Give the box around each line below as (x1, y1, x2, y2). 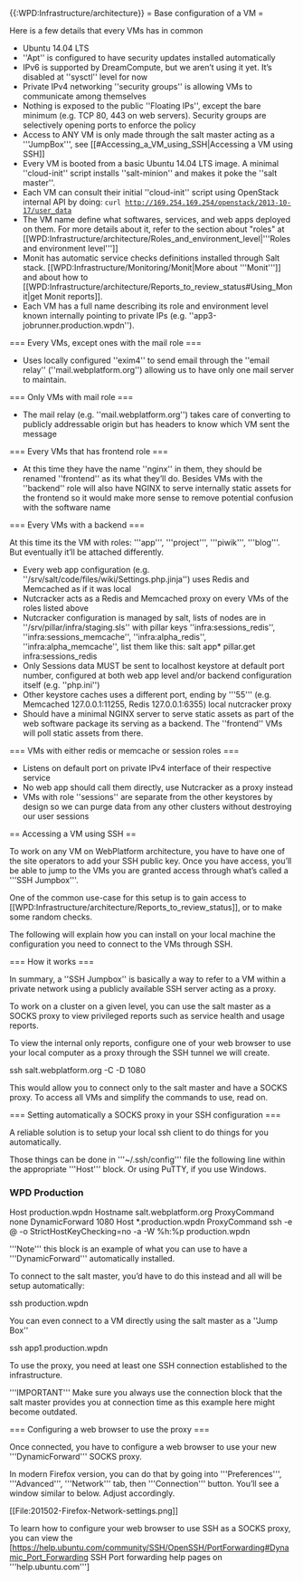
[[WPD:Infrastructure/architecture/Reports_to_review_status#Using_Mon (22, 281, 293, 292)
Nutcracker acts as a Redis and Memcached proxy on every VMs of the (22, 593, 289, 604)
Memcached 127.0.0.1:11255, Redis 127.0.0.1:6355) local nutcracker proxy (22, 699, 292, 710)
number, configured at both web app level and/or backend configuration (22, 670, 292, 681)
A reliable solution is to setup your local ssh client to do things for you (9, 1127, 270, 1138)
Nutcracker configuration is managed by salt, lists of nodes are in (22, 613, 267, 623)
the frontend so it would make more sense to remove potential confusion (22, 492, 294, 503)
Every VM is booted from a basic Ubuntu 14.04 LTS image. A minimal (22, 158, 279, 168)
